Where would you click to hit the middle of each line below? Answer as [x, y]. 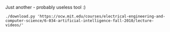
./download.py [20, 16]
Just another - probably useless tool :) [45, 7]
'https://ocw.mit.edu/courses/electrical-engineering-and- [102, 16]
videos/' [15, 25]
